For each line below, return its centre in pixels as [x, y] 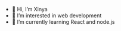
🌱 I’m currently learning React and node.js [63, 22]
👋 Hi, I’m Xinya [30, 9]
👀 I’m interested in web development [57, 15]
